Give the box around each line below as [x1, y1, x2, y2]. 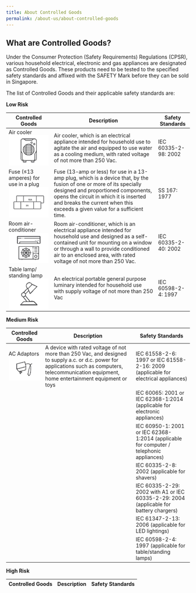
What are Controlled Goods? [6, 38, 111, 48]
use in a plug [8, 181, 40, 188]
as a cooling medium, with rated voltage [53, 150, 150, 157]
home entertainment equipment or [45, 375, 127, 382]
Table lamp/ [8, 266, 37, 273]
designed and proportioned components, [53, 187, 152, 194]
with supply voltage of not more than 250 [53, 288, 153, 295]
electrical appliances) [135, 375, 188, 382]
